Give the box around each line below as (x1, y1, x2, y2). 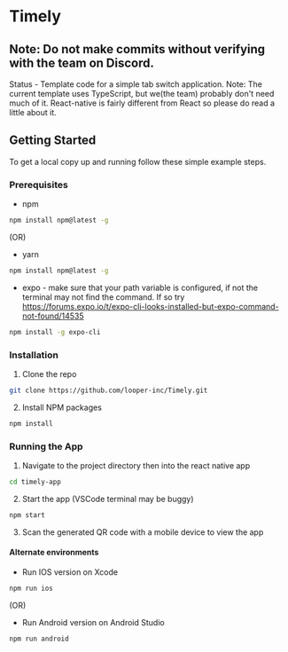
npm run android (9, 634, 69, 643)
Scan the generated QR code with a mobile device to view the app (21, 526, 264, 538)
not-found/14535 (21, 310, 84, 321)
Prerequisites (9, 178, 68, 191)
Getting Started (9, 133, 97, 148)
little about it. (9, 107, 58, 117)
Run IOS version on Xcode (21, 567, 118, 577)
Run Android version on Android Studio (21, 617, 166, 627)
